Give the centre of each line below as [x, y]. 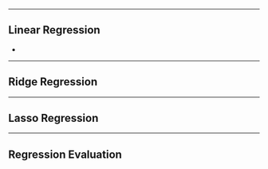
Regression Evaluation [65, 154]
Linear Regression [55, 30]
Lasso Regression [53, 118]
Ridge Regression [53, 82]
